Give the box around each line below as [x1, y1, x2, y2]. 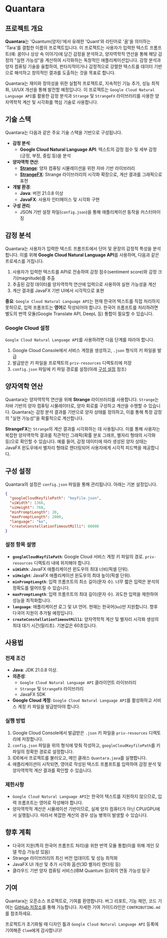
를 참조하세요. [5, 910, 32, 916]
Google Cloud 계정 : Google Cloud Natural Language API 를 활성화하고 [12, 697, 152, 704]
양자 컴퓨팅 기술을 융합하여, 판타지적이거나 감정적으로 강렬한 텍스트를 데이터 [5, 64, 153, 69]
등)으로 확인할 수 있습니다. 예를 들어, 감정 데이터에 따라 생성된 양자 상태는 [5, 438, 148, 444]
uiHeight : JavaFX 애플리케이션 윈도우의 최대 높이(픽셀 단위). [12, 572, 131, 578]
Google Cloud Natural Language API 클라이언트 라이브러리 [19, 680, 137, 686]
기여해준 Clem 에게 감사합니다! [5, 927, 62, 933]
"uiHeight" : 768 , [9, 505, 46, 510]
